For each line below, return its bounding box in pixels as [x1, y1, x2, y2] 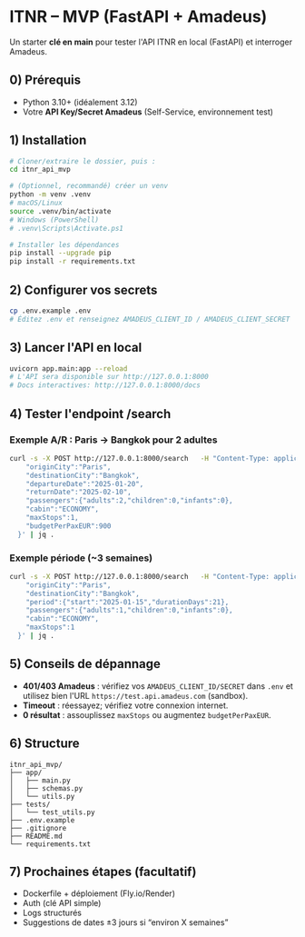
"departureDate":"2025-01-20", [25, 479, 144, 488]
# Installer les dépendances [9, 240, 120, 249]
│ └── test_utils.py [9, 807, 95, 817]
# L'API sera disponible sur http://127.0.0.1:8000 [9, 373, 209, 382]
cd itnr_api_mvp [9, 165, 71, 174]
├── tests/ [9, 800, 51, 809]
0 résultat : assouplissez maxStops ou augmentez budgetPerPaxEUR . [22, 709, 272, 720]
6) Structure [9, 736, 80, 752]
